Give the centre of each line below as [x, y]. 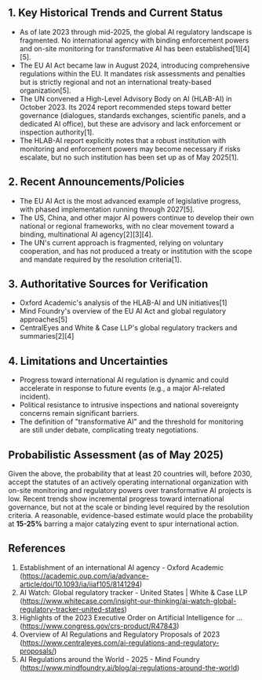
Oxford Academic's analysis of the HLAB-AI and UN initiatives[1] [123, 303]
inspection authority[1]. [57, 132]
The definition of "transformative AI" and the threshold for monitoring [131, 422]
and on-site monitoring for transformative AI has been [106, 48]
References [37, 548]
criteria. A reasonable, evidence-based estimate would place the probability [131, 516]
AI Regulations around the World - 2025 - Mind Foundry [109, 659]
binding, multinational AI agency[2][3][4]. [86, 234]
